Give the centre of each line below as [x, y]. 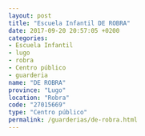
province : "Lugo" [37, 90]
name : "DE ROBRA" [37, 82]
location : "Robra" [39, 98]
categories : [28, 38]
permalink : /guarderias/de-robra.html [73, 120]
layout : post [30, 16]
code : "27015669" [37, 105]
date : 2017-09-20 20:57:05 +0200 [64, 30]
